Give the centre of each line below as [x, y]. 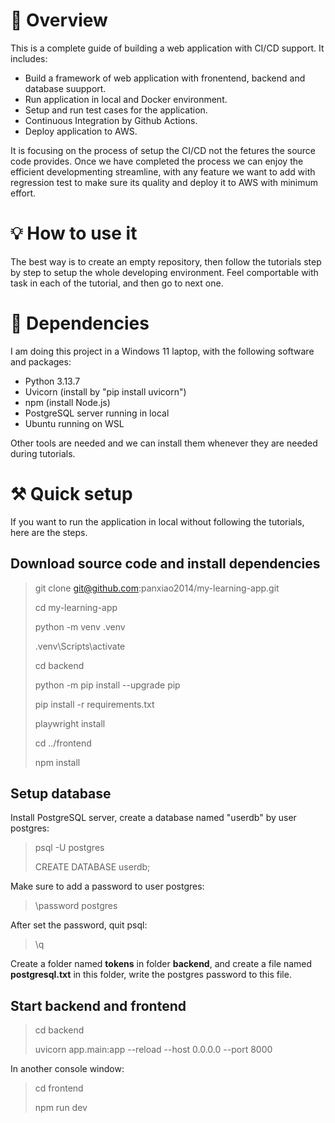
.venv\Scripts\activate [80, 646]
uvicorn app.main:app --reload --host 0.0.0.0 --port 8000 [153, 1050]
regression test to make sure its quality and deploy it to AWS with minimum [164, 182]
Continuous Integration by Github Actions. [111, 120]
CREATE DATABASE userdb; [92, 867]
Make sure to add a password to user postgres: [107, 886]
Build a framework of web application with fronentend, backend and [165, 78]
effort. [23, 193]
